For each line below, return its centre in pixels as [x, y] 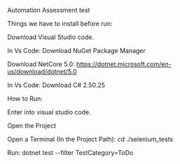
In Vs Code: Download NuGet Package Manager [76, 51]
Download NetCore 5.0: [41, 64]
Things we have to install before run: [60, 23]
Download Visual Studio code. [51, 37]
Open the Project [32, 126]
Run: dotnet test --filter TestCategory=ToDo [70, 152]
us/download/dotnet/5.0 [42, 72]
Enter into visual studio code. [49, 112]
